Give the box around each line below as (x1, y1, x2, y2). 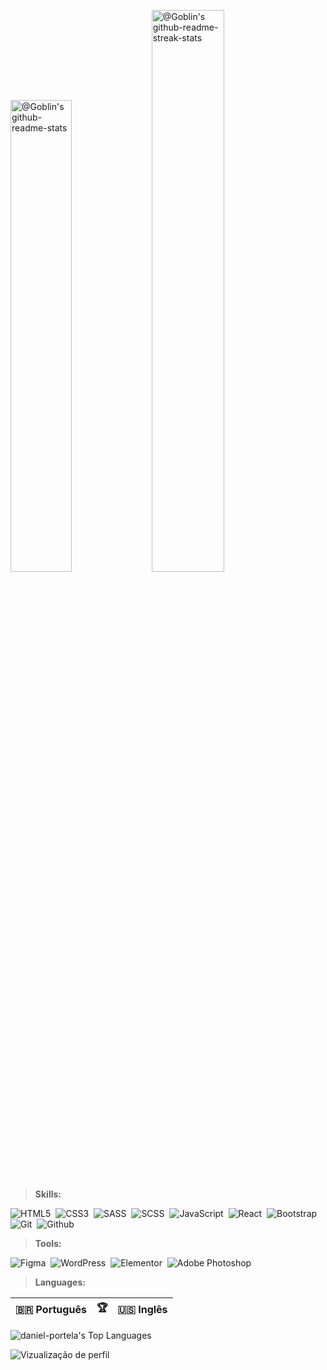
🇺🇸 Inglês (117, 1302, 168, 1316)
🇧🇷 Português (15, 1302, 87, 1316)
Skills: (34, 1188, 62, 1200)
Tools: (34, 1238, 62, 1249)
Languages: (34, 1276, 86, 1288)
